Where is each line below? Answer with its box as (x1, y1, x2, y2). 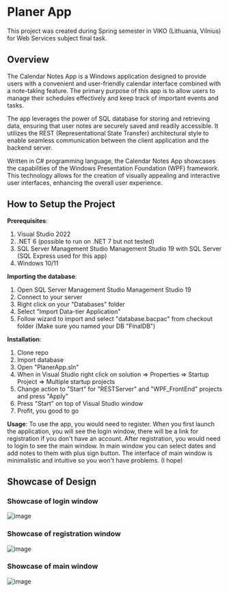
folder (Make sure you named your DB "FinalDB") (16, 322, 156, 330)
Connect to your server (16, 292, 83, 301)
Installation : (7, 335, 42, 343)
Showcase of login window (7, 496, 98, 506)
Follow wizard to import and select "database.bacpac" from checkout (16, 314, 213, 322)
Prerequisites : (7, 216, 48, 224)
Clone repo (16, 348, 49, 357)
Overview (7, 54, 50, 66)
